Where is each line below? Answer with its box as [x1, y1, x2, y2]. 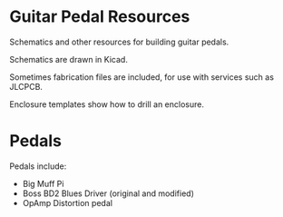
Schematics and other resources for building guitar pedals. [9, 36, 229, 47]
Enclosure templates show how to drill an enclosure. [9, 98, 204, 110]
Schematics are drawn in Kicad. [9, 54, 129, 64]
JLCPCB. [9, 81, 44, 92]
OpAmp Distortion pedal [22, 197, 113, 208]
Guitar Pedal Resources [9, 6, 190, 27]
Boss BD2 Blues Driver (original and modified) [22, 188, 195, 199]
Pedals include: [9, 161, 67, 172]
